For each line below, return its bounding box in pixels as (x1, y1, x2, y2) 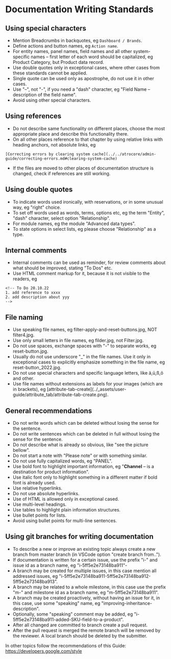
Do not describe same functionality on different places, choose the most (12, 125, 165, 131)
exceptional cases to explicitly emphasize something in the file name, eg (12, 359, 165, 365)
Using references (5, 112, 62, 120)
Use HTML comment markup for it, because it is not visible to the (12, 271, 150, 277)
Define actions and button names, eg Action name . (12, 43, 118, 49)
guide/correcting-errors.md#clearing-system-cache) (5, 156, 117, 161)
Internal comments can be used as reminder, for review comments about (12, 259, 166, 266)
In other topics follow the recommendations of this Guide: (5, 642, 127, 649)
